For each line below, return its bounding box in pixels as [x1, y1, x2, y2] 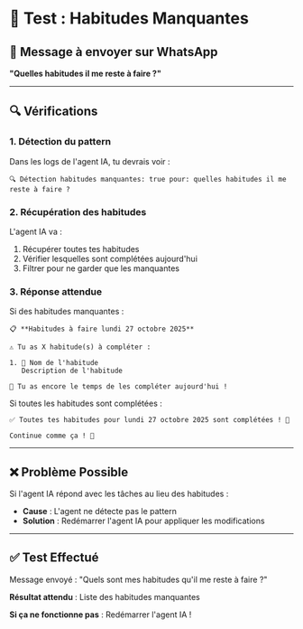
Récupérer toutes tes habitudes [22, 243, 140, 254]
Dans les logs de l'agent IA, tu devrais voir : [9, 155, 170, 166]
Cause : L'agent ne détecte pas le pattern [22, 506, 178, 517]
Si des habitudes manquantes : [9, 306, 124, 317]
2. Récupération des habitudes [9, 205, 147, 218]
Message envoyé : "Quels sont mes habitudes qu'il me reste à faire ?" [9, 574, 268, 585]
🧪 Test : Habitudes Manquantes [9, 8, 250, 29]
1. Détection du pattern [9, 136, 111, 148]
